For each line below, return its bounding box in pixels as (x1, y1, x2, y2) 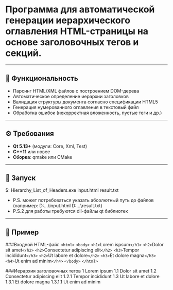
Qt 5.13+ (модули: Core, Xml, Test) (12, 143, 88, 149)
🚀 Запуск (5, 173, 36, 182)
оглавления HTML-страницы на (5, 26, 148, 37)
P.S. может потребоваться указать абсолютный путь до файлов (12, 197, 154, 204)
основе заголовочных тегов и (5, 37, 139, 48)
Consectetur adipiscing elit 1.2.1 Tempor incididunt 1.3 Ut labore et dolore (5, 274, 160, 280)
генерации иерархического (5, 14, 130, 26)
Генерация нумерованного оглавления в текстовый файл (12, 104, 139, 110)
